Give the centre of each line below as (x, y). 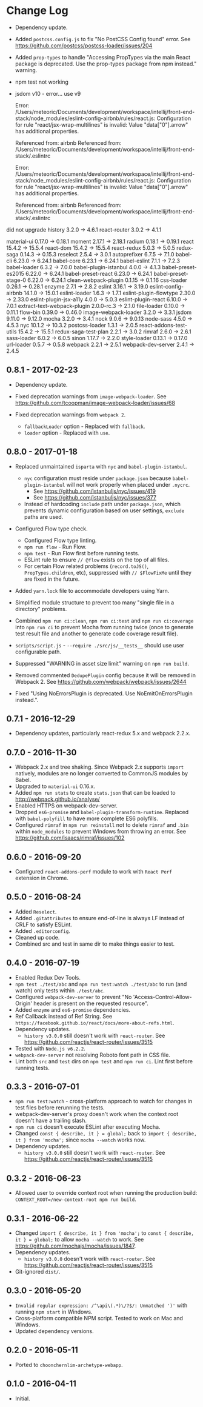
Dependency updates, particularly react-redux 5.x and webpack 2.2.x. (103, 734)
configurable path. (38, 652)
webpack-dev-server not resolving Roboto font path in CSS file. (93, 1055)
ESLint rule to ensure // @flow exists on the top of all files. (97, 560)
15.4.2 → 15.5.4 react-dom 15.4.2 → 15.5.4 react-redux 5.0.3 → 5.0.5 (91, 248)
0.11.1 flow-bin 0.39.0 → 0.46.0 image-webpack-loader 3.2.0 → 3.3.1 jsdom (99, 312)
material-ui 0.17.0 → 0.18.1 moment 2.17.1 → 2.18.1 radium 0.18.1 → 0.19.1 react (100, 241)
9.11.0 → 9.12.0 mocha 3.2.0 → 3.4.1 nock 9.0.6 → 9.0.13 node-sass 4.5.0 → (99, 318)
